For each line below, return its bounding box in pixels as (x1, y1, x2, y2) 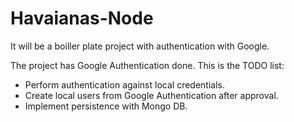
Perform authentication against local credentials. (24, 78, 225, 91)
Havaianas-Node (10, 7, 154, 30)
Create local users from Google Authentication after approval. (24, 89, 279, 101)
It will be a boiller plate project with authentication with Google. (10, 40, 270, 52)
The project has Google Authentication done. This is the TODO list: (10, 59, 285, 71)
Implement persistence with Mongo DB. (24, 100, 188, 112)
